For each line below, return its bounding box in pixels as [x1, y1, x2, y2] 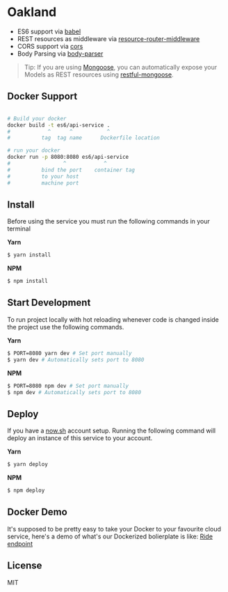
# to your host [7, 173, 79, 180]
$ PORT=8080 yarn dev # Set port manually [7, 350, 132, 357]
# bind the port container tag [7, 166, 136, 173]
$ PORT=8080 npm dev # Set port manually [7, 382, 129, 389]
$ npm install [7, 278, 49, 285]
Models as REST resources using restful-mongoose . [24, 70, 174, 79]
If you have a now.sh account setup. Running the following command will [7, 426, 216, 435]
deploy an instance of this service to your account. [7, 434, 153, 442]
